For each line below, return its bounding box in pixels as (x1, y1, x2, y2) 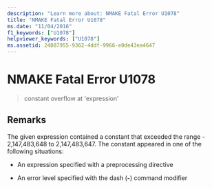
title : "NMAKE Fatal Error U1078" (7, 16, 107, 23)
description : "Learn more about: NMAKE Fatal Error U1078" (7, 10, 180, 17)
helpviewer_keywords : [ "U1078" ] (7, 36, 100, 43)
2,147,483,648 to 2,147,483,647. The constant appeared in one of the (7, 140, 202, 148)
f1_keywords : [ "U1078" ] (7, 29, 76, 36)
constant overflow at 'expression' (23, 94, 119, 102)
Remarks (7, 114, 47, 126)
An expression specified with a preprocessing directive (17, 160, 173, 168)
